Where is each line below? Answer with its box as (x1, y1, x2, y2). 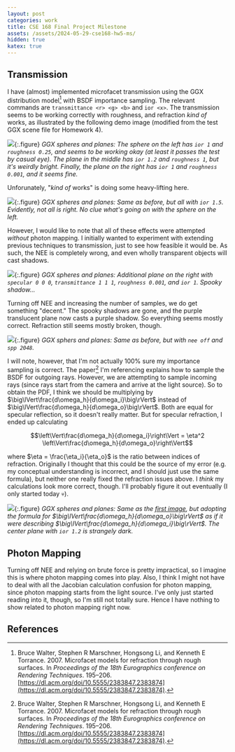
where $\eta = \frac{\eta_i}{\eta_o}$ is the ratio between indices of (7, 453, 201, 461)
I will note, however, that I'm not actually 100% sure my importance (7, 357, 201, 365)
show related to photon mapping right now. (7, 603, 131, 611)
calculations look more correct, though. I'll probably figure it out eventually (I (7, 482, 228, 491)
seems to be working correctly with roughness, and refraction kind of (7, 111, 208, 119)
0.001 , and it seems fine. (7, 170, 78, 179)
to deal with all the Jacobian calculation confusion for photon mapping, (7, 580, 212, 589)
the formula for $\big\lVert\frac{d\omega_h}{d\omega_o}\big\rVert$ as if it (7, 512, 224, 521)
